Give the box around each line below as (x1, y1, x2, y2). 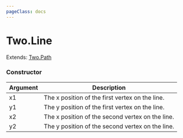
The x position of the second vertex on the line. (44, 113, 174, 121)
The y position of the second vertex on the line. (44, 122, 174, 130)
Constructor (6, 68, 43, 77)
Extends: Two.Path (6, 54, 52, 61)
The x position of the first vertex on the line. (44, 93, 165, 101)
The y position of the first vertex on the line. (44, 103, 165, 111)
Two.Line (6, 34, 53, 47)
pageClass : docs (6, 8, 46, 15)
